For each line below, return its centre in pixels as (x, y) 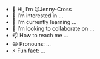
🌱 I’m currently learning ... (44, 22)
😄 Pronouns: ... (32, 44)
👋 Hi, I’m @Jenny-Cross (42, 9)
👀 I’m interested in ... (38, 16)
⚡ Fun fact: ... (28, 51)
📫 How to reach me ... (40, 35)
